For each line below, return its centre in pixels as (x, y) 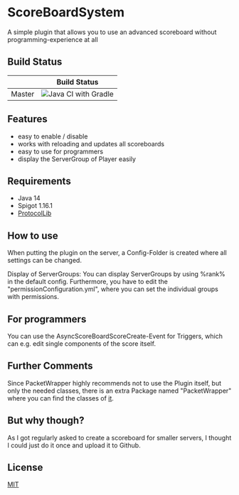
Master (23, 94)
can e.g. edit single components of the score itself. (82, 344)
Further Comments (51, 366)
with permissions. (33, 297)
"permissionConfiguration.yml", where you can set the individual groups (113, 289)
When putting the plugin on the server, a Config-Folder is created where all (117, 253)
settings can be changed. (44, 261)
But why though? (46, 421)
